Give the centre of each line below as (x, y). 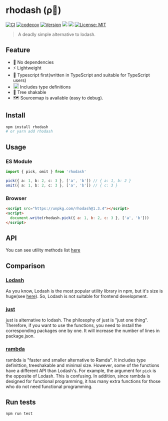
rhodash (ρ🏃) (33, 10)
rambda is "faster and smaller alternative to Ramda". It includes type (76, 360)
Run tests (21, 402)
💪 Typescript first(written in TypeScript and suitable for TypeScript (81, 75)
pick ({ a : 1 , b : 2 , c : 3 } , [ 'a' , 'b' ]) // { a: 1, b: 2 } (68, 180)
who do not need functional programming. (49, 386)
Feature (18, 50)
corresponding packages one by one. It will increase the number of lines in (83, 331)
